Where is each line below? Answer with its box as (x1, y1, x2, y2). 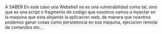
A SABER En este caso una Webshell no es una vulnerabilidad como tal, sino (5, 4, 158, 10)
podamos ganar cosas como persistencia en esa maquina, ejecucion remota (5, 19, 158, 25)
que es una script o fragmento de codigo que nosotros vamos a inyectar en (5, 9, 156, 15)
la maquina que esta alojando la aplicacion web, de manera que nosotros (5, 14, 151, 20)
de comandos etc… (5, 24, 44, 30)
